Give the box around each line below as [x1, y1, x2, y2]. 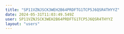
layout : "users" [5, 21, 40, 26]
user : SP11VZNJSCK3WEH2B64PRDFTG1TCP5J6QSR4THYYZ [5, 16, 113, 21]
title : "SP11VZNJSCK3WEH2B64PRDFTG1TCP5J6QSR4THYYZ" [5, 7, 120, 12]
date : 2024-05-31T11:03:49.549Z [5, 12, 74, 17]
